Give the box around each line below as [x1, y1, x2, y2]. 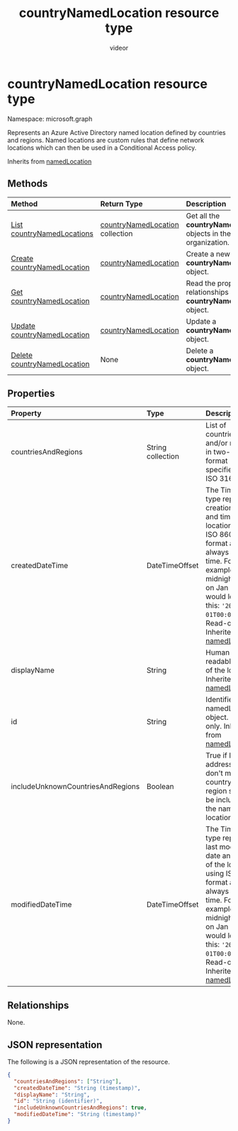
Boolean [146, 782, 174, 792]
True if [205, 750, 228, 760]
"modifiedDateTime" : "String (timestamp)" [13, 1111, 141, 1118]
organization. [186, 237, 230, 247]
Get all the [186, 211, 220, 221]
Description [186, 199, 227, 209]
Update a [186, 316, 217, 326]
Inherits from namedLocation [7, 157, 92, 165]
